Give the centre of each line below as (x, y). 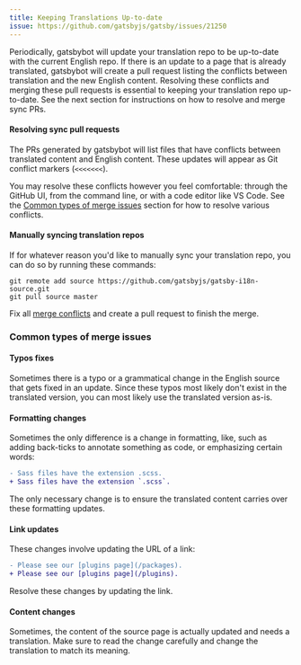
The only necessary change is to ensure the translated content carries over (149, 499)
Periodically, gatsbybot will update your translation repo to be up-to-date (144, 51)
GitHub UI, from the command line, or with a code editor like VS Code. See (147, 195)
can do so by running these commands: (83, 264)
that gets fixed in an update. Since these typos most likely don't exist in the (148, 388)
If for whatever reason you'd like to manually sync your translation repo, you (150, 255)
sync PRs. (28, 109)
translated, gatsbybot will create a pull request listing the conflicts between (148, 71)
